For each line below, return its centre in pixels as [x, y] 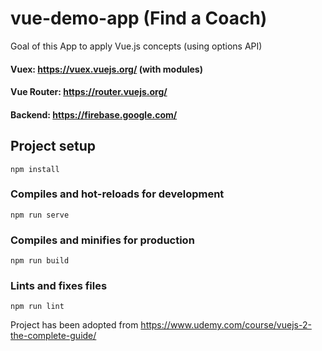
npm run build [40, 261]
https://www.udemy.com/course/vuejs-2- [226, 325]
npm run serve [40, 215]
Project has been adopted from [74, 325]
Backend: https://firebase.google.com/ [94, 114]
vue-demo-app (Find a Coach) [139, 18]
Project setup [53, 146]
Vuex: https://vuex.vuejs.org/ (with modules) [106, 69]
